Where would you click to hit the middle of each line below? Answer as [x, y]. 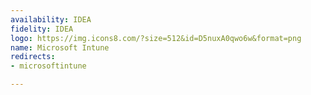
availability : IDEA [51, 19]
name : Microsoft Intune [60, 47]
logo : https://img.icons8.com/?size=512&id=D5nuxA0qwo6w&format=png [156, 38]
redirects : [33, 57]
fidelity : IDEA [42, 29]
